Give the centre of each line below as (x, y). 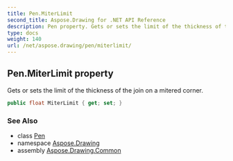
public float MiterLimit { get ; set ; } (65, 103)
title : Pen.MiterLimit (40, 13)
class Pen (31, 135)
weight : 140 (24, 39)
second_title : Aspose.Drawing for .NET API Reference (87, 20)
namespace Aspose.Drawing (58, 143)
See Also (23, 120)
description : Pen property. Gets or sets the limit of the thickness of (114, 26)
